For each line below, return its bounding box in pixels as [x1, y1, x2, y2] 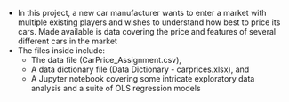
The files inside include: [17, 45, 105, 56]
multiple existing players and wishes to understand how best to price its [17, 17, 281, 27]
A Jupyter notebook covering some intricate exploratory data [30, 74, 255, 83]
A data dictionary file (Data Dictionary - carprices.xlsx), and [30, 64, 250, 75]
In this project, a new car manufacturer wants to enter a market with [17, 8, 267, 18]
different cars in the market [17, 35, 118, 46]
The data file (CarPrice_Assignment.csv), [30, 55, 182, 65]
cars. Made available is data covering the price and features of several [17, 27, 277, 36]
